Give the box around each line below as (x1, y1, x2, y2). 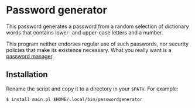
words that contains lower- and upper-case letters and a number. (6, 29, 163, 36)
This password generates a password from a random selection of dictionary (6, 23, 189, 30)
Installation (6, 69, 48, 79)
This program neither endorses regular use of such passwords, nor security (6, 40, 189, 47)
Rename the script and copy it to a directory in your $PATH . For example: (6, 85, 179, 92)
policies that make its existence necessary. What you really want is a (6, 46, 172, 53)
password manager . (6, 53, 54, 60)
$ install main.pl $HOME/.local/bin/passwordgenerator (6, 96, 143, 102)
